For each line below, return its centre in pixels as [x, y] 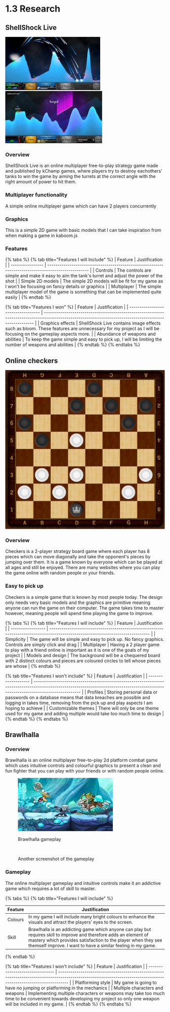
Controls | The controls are [123, 270]
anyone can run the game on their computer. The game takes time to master [84, 608]
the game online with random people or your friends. [60, 573]
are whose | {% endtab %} [33, 666]
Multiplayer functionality [36, 195]
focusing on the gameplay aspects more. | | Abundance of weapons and [80, 334]
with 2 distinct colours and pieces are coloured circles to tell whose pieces [83, 661]
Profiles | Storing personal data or [122, 692]
